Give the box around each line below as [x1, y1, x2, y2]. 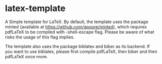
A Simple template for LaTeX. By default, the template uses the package [5, 19, 149, 25]
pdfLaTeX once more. [5, 53, 48, 59]
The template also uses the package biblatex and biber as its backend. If [5, 43, 150, 49]
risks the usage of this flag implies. [5, 34, 75, 40]
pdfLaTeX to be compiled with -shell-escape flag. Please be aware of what [5, 29, 154, 35]
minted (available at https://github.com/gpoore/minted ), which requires [5, 24, 147, 29]
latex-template [5, 3, 66, 14]
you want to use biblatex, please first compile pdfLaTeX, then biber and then [5, 49, 158, 54]
